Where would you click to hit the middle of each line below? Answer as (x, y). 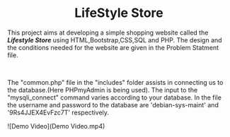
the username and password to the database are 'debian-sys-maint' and (113, 105)
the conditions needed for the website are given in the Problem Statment (113, 47)
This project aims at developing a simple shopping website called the (108, 32)
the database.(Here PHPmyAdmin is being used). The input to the (103, 90)
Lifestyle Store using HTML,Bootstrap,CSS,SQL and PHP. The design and (115, 40)
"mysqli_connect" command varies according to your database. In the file (114, 97)
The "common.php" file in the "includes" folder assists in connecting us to (115, 82)
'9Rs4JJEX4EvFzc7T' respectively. (58, 112)
